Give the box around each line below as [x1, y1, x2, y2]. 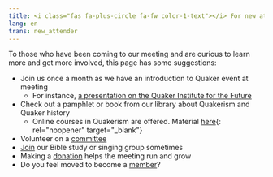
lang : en [8, 19, 38, 28]
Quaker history [19, 108, 71, 118]
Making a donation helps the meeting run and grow [19, 151, 192, 161]
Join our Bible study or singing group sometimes [19, 143, 184, 153]
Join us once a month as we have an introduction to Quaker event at [19, 74, 249, 84]
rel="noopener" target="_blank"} [32, 125, 143, 135]
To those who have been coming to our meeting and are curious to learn [8, 50, 250, 59]
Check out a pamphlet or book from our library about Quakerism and [19, 99, 250, 110]
